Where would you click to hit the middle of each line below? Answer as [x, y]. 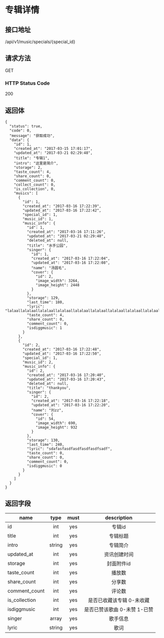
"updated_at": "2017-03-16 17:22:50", [62, 354]
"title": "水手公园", [47, 245]
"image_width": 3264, [58, 281]
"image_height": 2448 [58, 285]
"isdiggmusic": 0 [44, 466]
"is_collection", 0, [35, 189]
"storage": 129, [43, 298]
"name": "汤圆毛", [49, 268]
